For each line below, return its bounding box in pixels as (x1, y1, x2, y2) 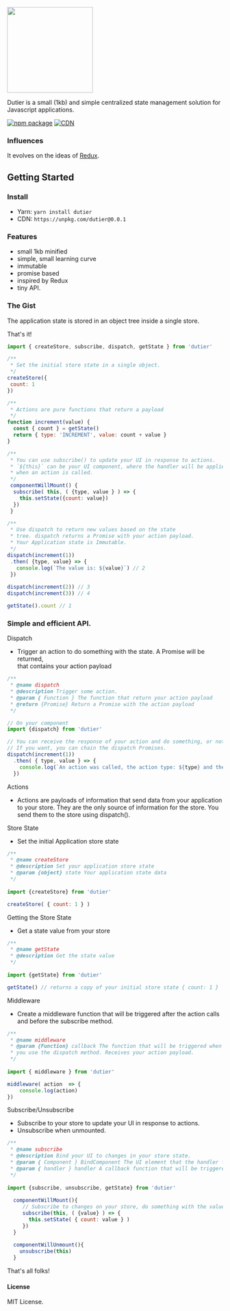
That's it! (7, 330, 32, 338)
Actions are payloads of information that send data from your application (16, 796, 222, 804)
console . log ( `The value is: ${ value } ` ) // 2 (16, 565, 146, 572)
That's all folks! (7, 1267, 50, 1275)
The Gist (7, 301, 36, 310)
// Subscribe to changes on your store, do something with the (22, 1203, 207, 1210)
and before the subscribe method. (16, 1017, 114, 1025)
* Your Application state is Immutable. (10, 539, 127, 546)
